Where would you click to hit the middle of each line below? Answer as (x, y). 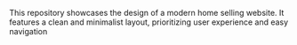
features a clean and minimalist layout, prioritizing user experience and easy (149, 22)
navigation (28, 31)
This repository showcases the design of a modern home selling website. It (147, 13)
